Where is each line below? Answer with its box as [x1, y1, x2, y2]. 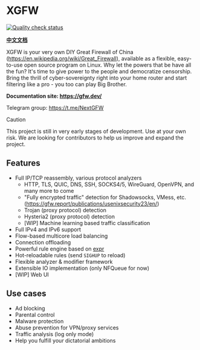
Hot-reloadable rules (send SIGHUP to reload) [15, 251, 126, 258]
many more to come [24, 187, 74, 194]
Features [6, 158, 40, 169]
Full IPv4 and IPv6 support [15, 226, 82, 233]
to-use [6, 61, 23, 69]
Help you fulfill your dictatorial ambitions [15, 337, 116, 344]
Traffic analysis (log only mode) [15, 330, 94, 337]
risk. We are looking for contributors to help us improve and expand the [6, 134, 184, 141]
